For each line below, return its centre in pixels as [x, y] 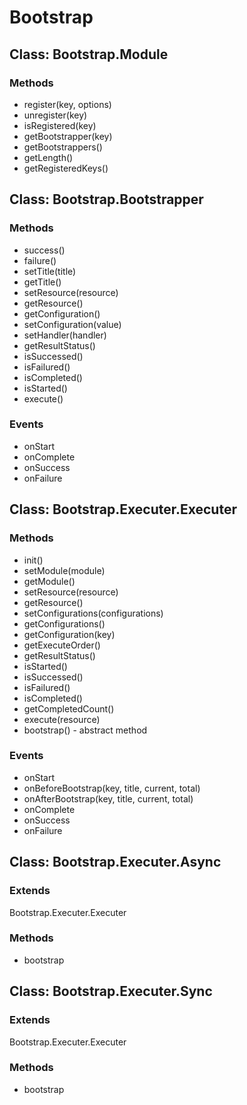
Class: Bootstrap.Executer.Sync [111, 991]
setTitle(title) [50, 271]
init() [33, 560]
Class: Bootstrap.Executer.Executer [123, 509]
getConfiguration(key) [69, 634]
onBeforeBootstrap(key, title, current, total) [112, 788]
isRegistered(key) [60, 125]
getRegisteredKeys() [66, 168]
